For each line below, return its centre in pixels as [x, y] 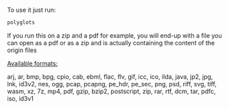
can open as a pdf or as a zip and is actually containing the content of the [111, 43]
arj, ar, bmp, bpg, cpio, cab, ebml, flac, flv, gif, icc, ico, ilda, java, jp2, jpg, [110, 76]
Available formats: [33, 63]
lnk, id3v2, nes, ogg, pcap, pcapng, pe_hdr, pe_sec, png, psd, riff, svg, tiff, [112, 84]
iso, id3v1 [21, 98]
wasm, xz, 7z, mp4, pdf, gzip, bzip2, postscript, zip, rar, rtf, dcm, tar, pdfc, [111, 91]
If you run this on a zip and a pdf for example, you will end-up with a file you [115, 35]
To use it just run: [32, 10]
